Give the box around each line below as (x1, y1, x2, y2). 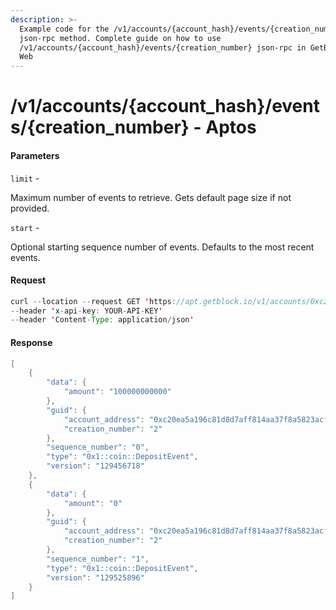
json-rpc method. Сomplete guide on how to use (19, 33, 222, 43)
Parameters (10, 149, 60, 161)
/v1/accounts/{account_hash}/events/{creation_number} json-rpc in (19, 42, 307, 53)
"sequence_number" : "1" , (46, 554, 150, 564)
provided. (10, 202, 50, 214)
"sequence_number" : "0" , (46, 442, 150, 453)
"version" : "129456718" (46, 461, 145, 471)
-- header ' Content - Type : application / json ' (10, 315, 195, 325)
